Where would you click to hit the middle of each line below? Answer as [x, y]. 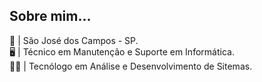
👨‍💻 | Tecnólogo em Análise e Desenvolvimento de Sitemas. [131, 66]
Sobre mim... [50, 16]
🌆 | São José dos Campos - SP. [74, 40]
